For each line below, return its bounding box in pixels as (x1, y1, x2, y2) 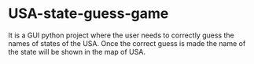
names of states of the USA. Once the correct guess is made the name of (8, 38, 246, 48)
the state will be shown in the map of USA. (8, 47, 145, 56)
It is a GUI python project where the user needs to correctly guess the (8, 30, 234, 40)
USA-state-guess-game (8, 5, 169, 23)
